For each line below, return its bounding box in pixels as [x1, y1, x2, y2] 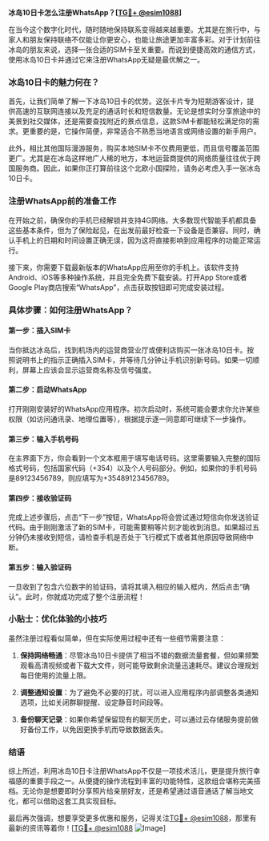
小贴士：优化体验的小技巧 [8, 614, 107, 625]
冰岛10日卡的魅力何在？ [8, 76, 100, 87]
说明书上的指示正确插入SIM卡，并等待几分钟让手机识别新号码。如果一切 [14, 355, 253, 364]
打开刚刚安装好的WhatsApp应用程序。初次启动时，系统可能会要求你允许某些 [8, 404, 260, 413]
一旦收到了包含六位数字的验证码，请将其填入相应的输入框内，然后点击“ [8, 581, 243, 591]
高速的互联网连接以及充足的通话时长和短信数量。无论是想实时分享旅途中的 [14, 107, 261, 116]
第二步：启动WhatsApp [8, 384, 87, 395]
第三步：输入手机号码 [8, 434, 78, 444]
